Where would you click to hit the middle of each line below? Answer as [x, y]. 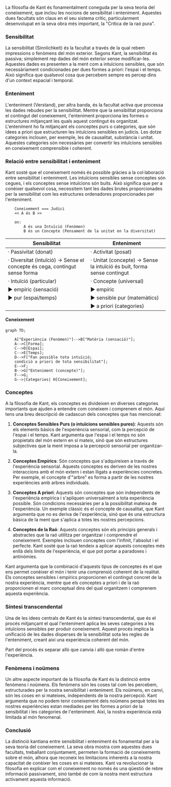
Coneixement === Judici [40, 208]
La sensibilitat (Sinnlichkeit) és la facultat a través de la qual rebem [75, 48]
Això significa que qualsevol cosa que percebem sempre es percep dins [81, 75]
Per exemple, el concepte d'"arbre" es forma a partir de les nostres [83, 477]
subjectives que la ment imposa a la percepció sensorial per [76, 446]
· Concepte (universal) [117, 281]
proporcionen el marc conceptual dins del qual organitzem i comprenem [81, 588]
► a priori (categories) [117, 306]
